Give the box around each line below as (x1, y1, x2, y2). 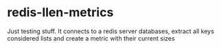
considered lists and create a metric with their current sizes (7, 34, 175, 42)
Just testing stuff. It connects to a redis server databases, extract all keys (7, 27, 215, 35)
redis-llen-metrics (7, 5, 114, 20)
